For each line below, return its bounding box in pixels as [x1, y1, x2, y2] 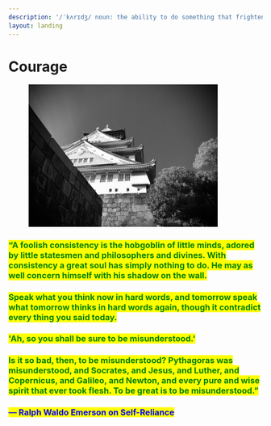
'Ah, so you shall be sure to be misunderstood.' [8, 333, 196, 344]
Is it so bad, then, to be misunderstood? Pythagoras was [8, 355, 234, 366]
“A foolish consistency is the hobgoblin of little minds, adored [8, 239, 255, 251]
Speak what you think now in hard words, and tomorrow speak [8, 291, 258, 302]
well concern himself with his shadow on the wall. [8, 269, 207, 280]
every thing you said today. [8, 311, 118, 323]
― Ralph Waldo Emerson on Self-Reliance [8, 407, 175, 418]
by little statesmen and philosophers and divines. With [8, 249, 227, 260]
